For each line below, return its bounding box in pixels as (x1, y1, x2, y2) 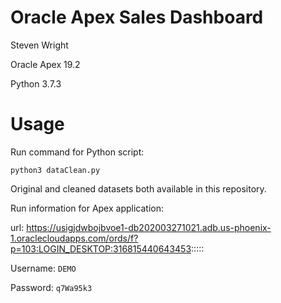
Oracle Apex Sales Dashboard (10, 6, 264, 29)
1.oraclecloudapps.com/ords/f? (10, 232, 139, 244)
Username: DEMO (10, 262, 77, 274)
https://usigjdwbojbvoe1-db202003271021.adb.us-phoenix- (26, 221, 272, 233)
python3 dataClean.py (10, 165, 101, 175)
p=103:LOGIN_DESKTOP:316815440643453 (10, 242, 192, 255)
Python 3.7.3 (10, 77, 62, 90)
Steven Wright (10, 39, 69, 51)
